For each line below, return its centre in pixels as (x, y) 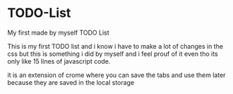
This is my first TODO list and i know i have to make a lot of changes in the (115, 46)
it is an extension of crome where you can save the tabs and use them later (116, 75)
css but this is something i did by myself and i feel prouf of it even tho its (113, 54)
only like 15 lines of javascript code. (59, 61)
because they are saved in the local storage (71, 82)
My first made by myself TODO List (58, 33)
